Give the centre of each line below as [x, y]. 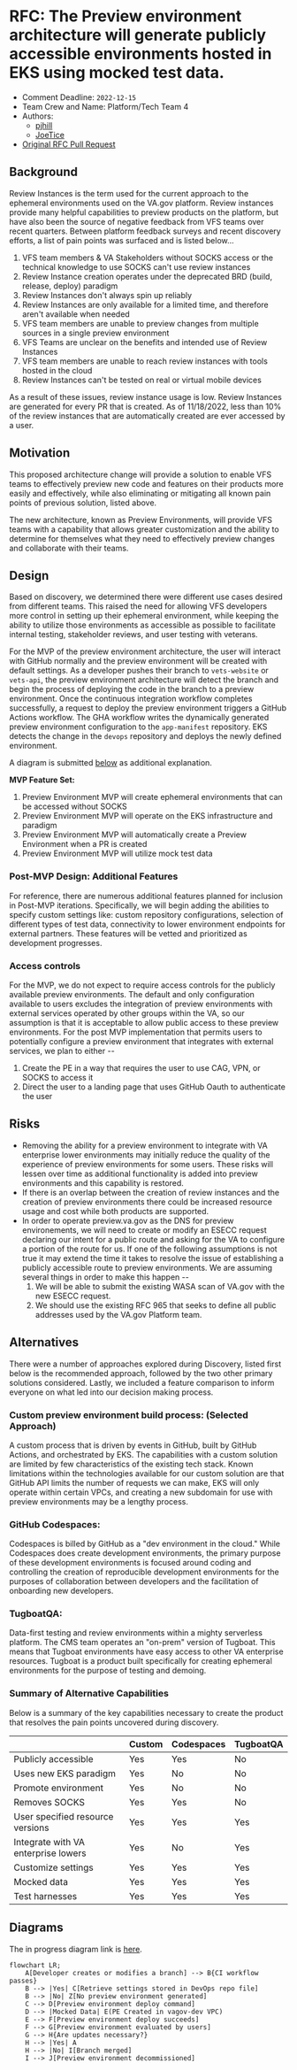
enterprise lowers [50, 1853]
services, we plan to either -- [62, 1050]
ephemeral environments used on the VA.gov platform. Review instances [141, 203]
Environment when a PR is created [84, 844]
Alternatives [44, 1343]
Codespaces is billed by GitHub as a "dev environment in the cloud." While [145, 1544]
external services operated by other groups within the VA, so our [127, 1013]
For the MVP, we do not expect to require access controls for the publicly [142, 985]
